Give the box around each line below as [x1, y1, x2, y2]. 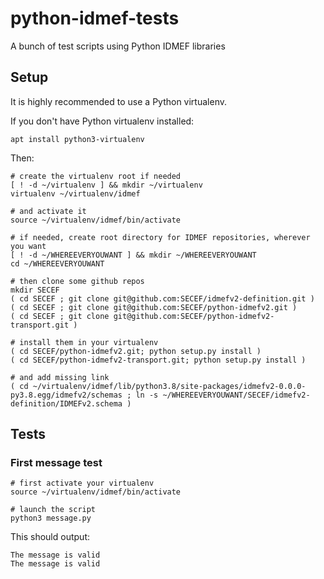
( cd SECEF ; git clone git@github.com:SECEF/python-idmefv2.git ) [10, 302, 298, 312]
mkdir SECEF [10, 285, 60, 295]
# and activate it [10, 206, 87, 216]
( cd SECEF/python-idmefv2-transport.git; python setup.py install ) [10, 355, 307, 365]
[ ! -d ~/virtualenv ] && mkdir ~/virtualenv [10, 180, 203, 190]
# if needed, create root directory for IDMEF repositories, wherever [10, 232, 311, 242]
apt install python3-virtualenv [10, 134, 145, 144]
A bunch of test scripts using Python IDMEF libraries [10, 40, 226, 52]
